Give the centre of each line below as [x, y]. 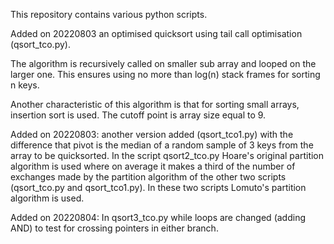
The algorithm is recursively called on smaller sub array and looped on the [163, 63]
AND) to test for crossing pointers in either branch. [114, 228]
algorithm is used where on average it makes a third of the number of [153, 166]
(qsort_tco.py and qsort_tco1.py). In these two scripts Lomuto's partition [158, 187]
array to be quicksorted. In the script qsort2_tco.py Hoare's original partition [167, 155]
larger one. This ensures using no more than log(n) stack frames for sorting [165, 74]
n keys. [25, 85]
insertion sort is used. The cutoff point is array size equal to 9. [138, 115]
